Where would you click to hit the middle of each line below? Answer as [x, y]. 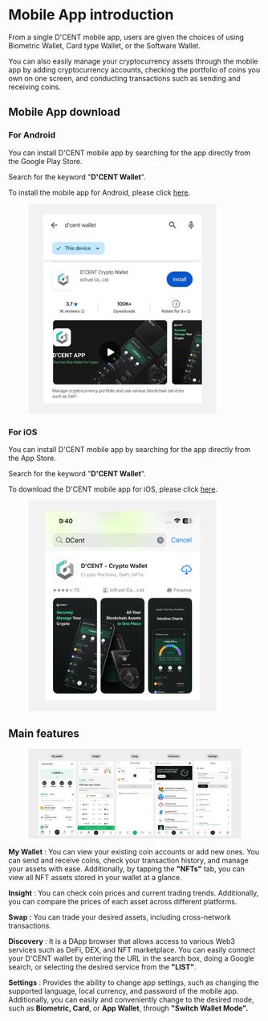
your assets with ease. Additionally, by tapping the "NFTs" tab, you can [126, 869]
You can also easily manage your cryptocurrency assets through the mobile [133, 61]
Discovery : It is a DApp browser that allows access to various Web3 [122, 941]
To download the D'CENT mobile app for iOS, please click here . [113, 489]
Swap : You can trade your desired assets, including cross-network [120, 917]
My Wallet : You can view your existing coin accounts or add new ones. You [134, 851]
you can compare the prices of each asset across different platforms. [123, 901]
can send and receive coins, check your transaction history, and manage [128, 860]
